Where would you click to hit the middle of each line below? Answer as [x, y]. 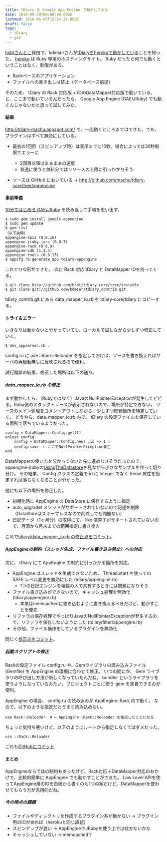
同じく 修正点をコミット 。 [31, 639]
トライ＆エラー [20, 318]
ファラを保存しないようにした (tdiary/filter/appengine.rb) [84, 622]
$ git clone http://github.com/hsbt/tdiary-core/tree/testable [72, 285]
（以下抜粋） [16, 233]
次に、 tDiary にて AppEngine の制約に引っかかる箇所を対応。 [69, 563]
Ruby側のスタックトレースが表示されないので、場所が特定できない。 [84, 405]
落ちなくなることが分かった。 [53, 480]
